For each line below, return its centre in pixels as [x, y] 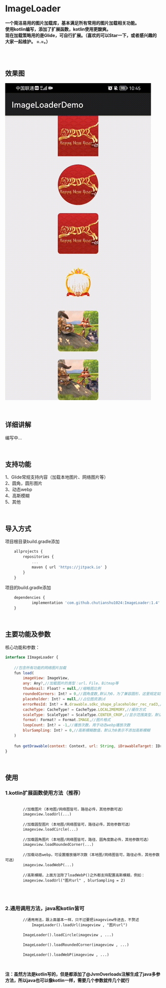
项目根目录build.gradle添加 [33, 542]
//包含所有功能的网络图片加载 [40, 668]
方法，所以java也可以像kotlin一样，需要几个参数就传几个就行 [67, 981]
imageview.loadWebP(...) [48, 865]
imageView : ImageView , [46, 678]
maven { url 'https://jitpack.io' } [69, 567]
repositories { [39, 557]
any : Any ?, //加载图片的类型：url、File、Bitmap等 [71, 683]
